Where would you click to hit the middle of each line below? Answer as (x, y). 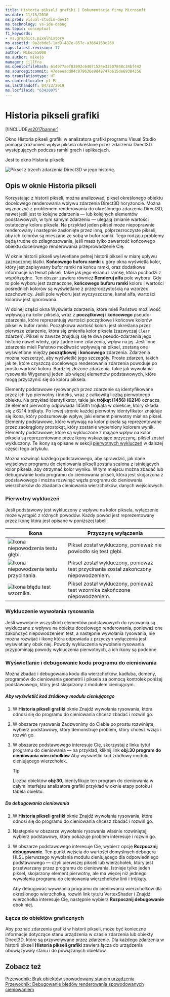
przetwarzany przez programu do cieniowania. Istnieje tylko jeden (81, 868)
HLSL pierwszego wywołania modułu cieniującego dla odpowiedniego (86, 857)
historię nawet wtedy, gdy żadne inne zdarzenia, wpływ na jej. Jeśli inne (80, 342)
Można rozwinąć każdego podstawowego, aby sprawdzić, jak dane (75, 459)
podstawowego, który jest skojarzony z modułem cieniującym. (70, 685)
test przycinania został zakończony (110, 569)
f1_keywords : (19, 34)
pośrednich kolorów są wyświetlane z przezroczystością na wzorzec (77, 289)
